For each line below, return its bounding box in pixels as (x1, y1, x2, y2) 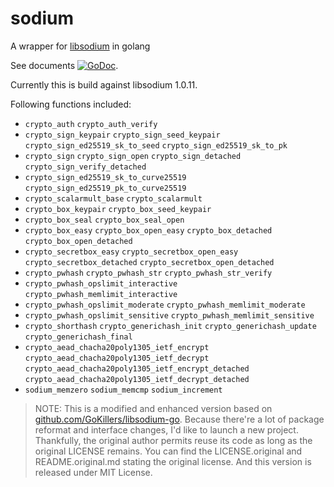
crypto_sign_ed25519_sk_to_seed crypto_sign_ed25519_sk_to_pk (24, 140, 288, 151)
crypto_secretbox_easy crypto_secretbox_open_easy (24, 247, 239, 257)
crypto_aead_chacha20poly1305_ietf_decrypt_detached (24, 374, 250, 384)
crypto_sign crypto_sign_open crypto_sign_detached (24, 151, 242, 161)
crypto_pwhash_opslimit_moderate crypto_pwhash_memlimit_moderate (24, 300, 306, 310)
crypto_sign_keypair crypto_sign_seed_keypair (24, 130, 221, 140)
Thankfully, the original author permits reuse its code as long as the (34, 434, 313, 446)
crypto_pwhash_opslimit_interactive (24, 278, 178, 289)
